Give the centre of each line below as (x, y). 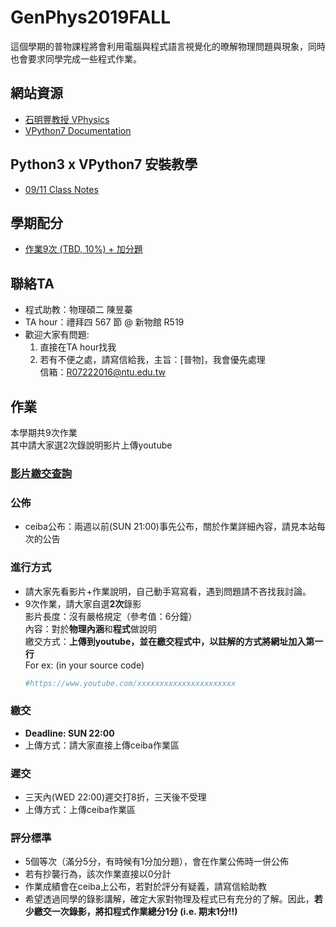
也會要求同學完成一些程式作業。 (76, 58)
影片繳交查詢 (41, 473)
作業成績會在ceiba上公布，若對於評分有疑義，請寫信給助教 (145, 887)
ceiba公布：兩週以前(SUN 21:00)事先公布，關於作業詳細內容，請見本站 (170, 527)
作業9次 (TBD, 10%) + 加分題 (83, 249)
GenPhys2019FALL (90, 17)
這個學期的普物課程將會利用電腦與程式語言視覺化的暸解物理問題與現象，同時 (168, 46)
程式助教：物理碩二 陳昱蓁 (78, 310)
